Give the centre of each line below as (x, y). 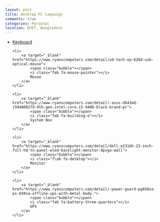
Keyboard (22, 42)
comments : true (21, 19)
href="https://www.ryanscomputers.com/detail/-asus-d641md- (75, 103)
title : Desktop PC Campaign (34, 14)
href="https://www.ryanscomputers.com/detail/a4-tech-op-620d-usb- (83, 60)
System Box (41, 120)
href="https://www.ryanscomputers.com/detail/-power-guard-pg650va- (84, 189)
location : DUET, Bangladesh (34, 28)
